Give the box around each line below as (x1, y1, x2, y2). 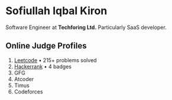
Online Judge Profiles (5, 41, 87, 51)
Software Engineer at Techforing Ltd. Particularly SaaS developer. (5, 24, 167, 31)
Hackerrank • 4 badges (14, 63, 72, 70)
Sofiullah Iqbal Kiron (5, 4, 108, 18)
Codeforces (14, 88, 43, 95)
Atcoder (14, 75, 34, 82)
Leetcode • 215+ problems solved (14, 56, 97, 63)
